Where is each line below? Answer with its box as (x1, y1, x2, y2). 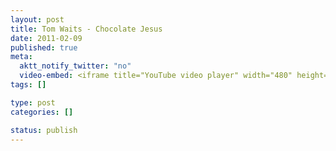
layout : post (10, 14, 65, 25)
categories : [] (10, 107, 74, 117)
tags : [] (10, 80, 47, 90)
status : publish (10, 125, 78, 135)
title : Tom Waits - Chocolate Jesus (10, 24, 163, 34)
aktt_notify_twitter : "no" (19, 61, 132, 71)
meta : (10, 52, 33, 62)
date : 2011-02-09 (10, 33, 83, 43)
